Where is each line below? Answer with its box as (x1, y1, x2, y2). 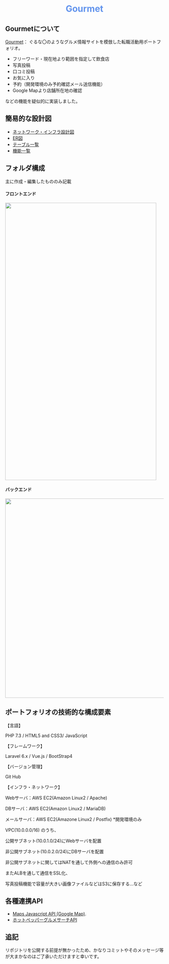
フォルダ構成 (5, 164, 45, 172)
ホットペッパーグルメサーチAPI (12, 916, 77, 923)
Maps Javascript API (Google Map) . (12, 910, 87, 916)
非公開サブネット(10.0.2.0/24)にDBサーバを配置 (5, 848, 104, 854)
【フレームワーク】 (5, 743, 45, 749)
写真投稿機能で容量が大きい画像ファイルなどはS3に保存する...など (5, 881, 142, 887)
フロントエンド (5, 191, 36, 197)
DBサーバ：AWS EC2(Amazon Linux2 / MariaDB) (5, 805, 106, 811)
